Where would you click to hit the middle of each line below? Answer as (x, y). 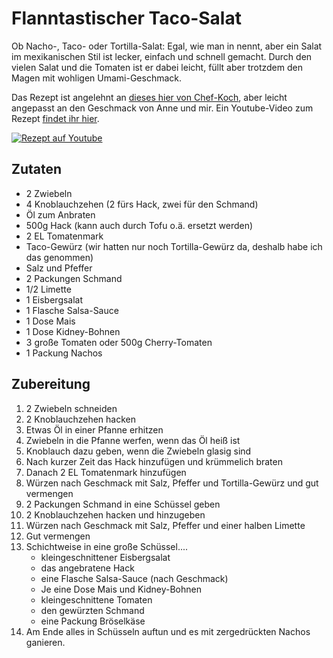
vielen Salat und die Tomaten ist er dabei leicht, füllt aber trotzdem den (157, 67)
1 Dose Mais (50, 321)
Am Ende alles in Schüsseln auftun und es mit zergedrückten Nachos (168, 631)
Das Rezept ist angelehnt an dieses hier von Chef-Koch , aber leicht (149, 97)
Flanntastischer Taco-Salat (126, 18)
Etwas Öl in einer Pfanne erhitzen (94, 429)
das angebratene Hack (87, 568)
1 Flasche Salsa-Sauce (72, 310)
